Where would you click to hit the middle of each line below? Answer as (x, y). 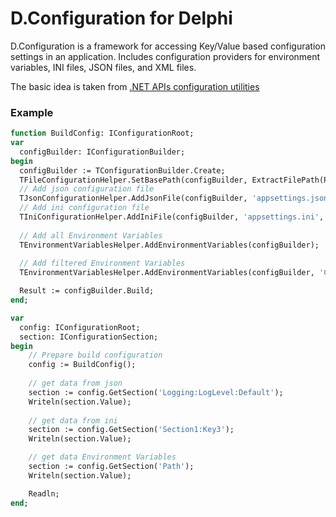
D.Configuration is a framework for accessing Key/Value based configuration (168, 46)
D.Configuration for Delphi (121, 18)
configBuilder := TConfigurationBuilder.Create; (122, 170)
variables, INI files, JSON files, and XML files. (103, 67)
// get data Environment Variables (102, 457)
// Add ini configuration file (84, 208)
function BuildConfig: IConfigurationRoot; (102, 133)
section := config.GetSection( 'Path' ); (111, 467)
